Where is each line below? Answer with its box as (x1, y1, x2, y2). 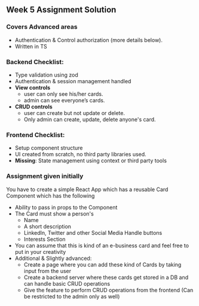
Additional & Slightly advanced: (14, 255, 92, 262)
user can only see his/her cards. (23, 90, 103, 98)
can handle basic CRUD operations (23, 280, 111, 287)
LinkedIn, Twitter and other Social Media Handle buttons (23, 229, 163, 236)
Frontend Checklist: (6, 131, 65, 139)
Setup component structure (14, 144, 83, 152)
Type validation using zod (14, 71, 79, 78)
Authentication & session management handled (14, 77, 131, 84)
